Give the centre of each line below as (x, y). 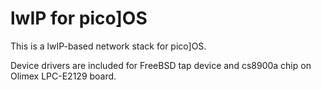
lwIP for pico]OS (79, 18)
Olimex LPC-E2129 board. (63, 76)
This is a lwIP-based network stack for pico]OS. (108, 46)
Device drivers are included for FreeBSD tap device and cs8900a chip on (161, 65)
